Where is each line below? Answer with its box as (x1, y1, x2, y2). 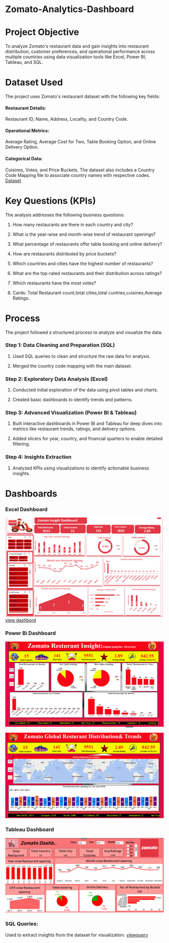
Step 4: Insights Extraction (5, 453, 72, 460)
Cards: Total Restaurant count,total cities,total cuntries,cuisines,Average (12, 290, 162, 296)
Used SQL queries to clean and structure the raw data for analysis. (12, 353, 151, 359)
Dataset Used (5, 77, 63, 88)
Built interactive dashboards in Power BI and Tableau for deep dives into (12, 421, 162, 427)
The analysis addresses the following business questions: (5, 212, 125, 218)
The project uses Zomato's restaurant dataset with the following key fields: (5, 93, 160, 100)
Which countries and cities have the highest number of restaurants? (12, 260, 153, 266)
